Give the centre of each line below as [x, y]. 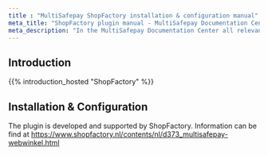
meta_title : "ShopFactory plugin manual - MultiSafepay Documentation [128, 23]
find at [19, 134]
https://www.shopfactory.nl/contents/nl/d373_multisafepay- [130, 134]
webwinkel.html [34, 143]
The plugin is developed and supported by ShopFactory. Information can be [133, 126]
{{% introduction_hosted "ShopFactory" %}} [81, 82]
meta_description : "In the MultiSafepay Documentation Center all [121, 30]
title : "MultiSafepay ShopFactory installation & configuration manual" [134, 15]
